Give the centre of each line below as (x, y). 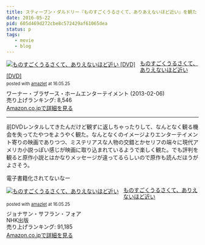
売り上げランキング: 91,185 (40, 227)
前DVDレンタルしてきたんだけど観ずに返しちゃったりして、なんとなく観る (100, 127)
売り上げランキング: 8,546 (39, 100)
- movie (24, 40)
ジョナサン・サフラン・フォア (44, 214)
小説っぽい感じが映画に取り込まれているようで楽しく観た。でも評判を (110, 150)
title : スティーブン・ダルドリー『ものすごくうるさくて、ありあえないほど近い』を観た (102, 12)
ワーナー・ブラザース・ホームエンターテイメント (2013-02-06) (85, 93)
